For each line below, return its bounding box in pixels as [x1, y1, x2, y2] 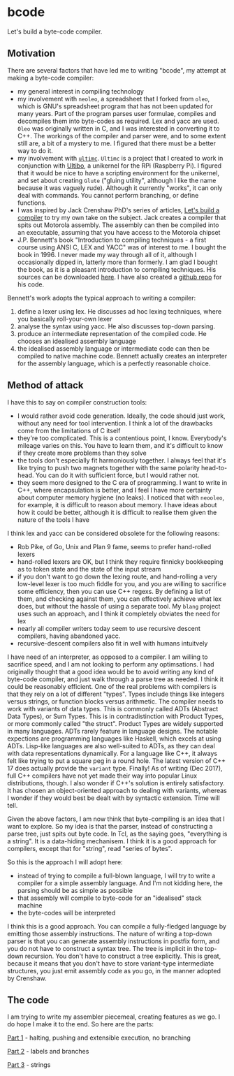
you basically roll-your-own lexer [17, 314, 112, 323]
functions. [17, 198, 47, 207]
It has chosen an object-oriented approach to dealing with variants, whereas [7, 786, 227, 794]
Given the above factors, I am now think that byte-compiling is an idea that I [7, 815, 225, 823]
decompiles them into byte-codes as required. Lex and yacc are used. [17, 117, 219, 125]
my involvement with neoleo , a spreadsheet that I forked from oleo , [17, 94, 210, 103]
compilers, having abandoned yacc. [17, 632, 121, 640]
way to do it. [17, 146, 54, 154]
